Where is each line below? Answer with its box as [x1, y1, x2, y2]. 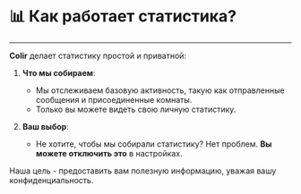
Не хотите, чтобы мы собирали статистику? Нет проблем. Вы [35, 139, 272, 149]
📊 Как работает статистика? [9, 6, 237, 27]
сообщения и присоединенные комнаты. [35, 94, 193, 105]
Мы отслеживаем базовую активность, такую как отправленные [35, 85, 285, 96]
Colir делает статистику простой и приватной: [9, 50, 186, 61]
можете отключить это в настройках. [35, 148, 183, 158]
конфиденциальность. [9, 174, 94, 185]
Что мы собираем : [21, 67, 96, 78]
